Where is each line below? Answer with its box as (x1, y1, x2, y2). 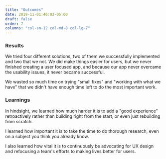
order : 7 (5, 21, 23, 26)
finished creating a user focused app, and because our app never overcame (5, 64, 162, 70)
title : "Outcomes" (5, 7, 43, 12)
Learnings (5, 96, 30, 103)
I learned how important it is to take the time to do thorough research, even (5, 128, 159, 134)
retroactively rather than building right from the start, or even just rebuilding (5, 113, 161, 119)
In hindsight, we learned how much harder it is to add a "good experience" (5, 108, 158, 114)
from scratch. (5, 118, 33, 124)
